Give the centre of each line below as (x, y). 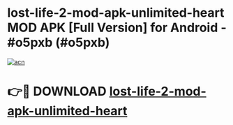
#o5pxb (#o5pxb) (59, 43)
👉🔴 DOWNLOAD (57, 91)
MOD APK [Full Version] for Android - (117, 28)
